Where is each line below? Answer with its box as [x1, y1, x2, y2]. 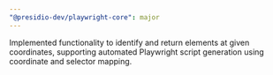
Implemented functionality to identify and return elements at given [9, 37, 250, 48]
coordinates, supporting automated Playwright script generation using [9, 46, 265, 57]
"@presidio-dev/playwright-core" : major [9, 12, 161, 22]
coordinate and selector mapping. [9, 56, 133, 66]
